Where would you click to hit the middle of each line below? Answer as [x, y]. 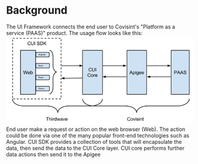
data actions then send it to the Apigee [53, 155]
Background [37, 10]
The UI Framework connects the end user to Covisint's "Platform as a [91, 27]
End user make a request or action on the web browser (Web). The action [96, 129]
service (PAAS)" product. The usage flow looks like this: [74, 33]
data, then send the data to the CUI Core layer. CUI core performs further [95, 148]
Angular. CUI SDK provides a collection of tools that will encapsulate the [94, 142]
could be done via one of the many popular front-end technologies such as [98, 136]
